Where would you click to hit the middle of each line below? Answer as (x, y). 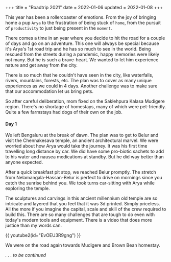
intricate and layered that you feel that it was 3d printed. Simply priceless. (83, 204)
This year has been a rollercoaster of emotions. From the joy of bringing (81, 17)
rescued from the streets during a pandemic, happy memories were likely (82, 54)
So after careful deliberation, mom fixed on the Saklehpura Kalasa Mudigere (85, 101)
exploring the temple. (28, 188)
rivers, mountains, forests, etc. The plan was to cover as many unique (79, 80)
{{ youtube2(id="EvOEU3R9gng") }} (43, 235)
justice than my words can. (34, 225)
